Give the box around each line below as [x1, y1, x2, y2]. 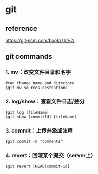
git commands [5, 52, 52, 61]
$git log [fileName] [5, 110, 50, 115]
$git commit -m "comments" [5, 139, 63, 144]
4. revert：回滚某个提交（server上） [5, 152, 96, 159]
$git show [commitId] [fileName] [5, 114, 77, 119]
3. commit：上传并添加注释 [5, 127, 73, 134]
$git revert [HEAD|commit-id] [5, 164, 70, 169]
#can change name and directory [5, 80, 74, 85]
